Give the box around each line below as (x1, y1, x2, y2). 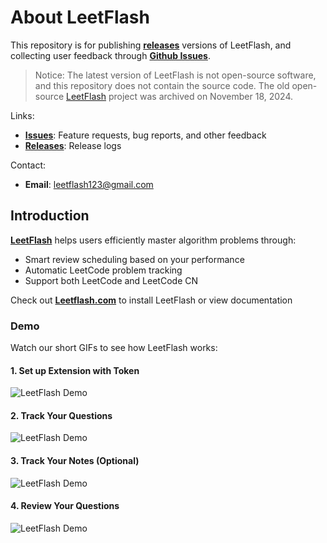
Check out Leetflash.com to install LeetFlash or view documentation (10, 294, 293, 306)
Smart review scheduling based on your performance (24, 253, 245, 265)
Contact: (10, 159, 47, 171)
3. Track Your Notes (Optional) (10, 455, 140, 467)
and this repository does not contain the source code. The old (34, 79, 290, 91)
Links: (10, 109, 35, 121)
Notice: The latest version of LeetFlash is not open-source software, (34, 69, 317, 81)
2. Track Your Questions (10, 409, 113, 421)
